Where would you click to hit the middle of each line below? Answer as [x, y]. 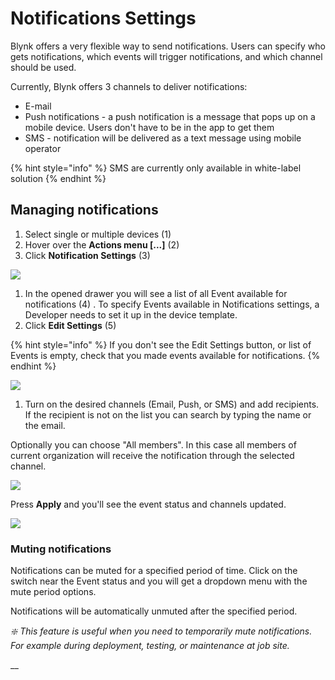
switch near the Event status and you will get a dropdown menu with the [159, 581]
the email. [45, 425]
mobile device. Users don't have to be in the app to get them [149, 127]
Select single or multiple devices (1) [98, 234]
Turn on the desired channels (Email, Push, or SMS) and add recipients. [172, 404]
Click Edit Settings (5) [70, 325]
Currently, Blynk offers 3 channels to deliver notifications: [129, 86]
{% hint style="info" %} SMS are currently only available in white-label [156, 168]
